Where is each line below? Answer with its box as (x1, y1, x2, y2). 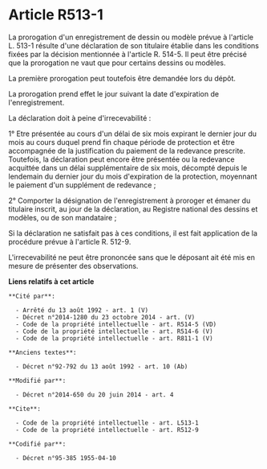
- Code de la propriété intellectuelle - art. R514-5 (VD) (15, 320, 217, 328)
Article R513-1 (8, 6, 104, 24)
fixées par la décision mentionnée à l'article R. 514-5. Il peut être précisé (8, 49, 247, 59)
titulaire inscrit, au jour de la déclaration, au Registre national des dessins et (8, 204, 258, 214)
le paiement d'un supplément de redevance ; (8, 179, 156, 190)
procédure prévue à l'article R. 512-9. (8, 237, 131, 246)
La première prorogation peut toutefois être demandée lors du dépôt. (8, 73, 237, 83)
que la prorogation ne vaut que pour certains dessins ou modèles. (8, 58, 226, 68)
